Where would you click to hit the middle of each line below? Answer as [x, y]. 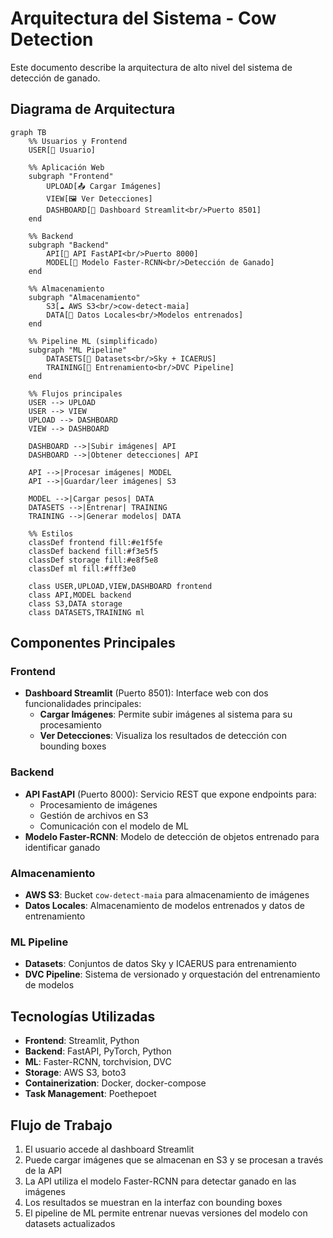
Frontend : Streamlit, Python [82, 1041]
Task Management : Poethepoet [90, 1094]
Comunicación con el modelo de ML [114, 826]
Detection [52, 39]
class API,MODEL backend [80, 595]
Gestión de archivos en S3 [94, 815]
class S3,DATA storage [75, 603]
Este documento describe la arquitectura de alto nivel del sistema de [151, 67]
